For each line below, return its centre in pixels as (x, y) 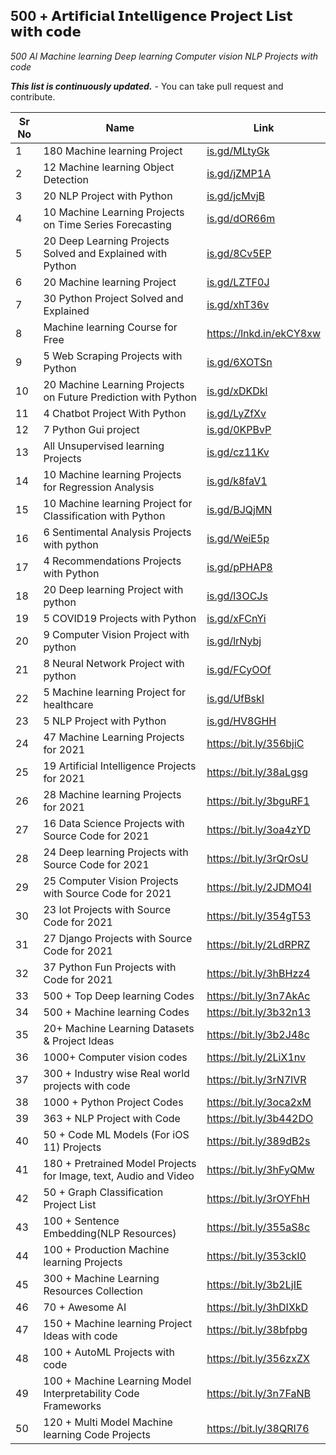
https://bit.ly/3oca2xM (259, 1102)
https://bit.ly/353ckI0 (256, 1256)
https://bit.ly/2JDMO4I (259, 887)
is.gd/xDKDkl (237, 391)
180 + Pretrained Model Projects (120, 1163)
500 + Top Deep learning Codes (119, 996)
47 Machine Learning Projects (114, 737)
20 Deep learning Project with (113, 589)
